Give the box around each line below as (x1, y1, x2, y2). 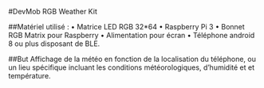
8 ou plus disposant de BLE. (8, 39, 100, 48)
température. (8, 71, 51, 80)
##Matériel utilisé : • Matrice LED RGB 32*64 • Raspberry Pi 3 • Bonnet (8, 22, 245, 31)
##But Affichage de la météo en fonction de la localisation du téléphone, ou (8, 55, 257, 63)
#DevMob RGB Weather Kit (8, 7, 97, 16)
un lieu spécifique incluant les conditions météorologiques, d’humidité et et (8, 63, 255, 72)
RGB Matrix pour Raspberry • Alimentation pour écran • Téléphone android (8, 31, 255, 40)
